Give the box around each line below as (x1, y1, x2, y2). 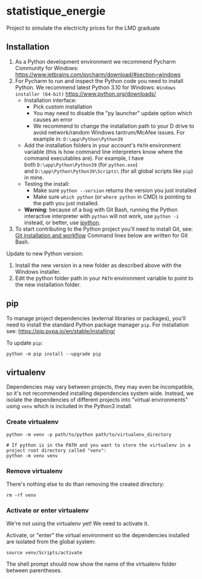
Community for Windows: (15, 64, 79, 71)
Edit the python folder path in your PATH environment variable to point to (15, 274, 194, 282)
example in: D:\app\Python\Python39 (33, 135, 123, 142)
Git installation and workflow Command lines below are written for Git (15, 231, 188, 239)
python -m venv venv (6, 452, 59, 458)
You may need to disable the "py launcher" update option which (33, 109, 192, 116)
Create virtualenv (6, 418, 59, 426)
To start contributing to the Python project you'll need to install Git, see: (15, 225, 194, 233)
